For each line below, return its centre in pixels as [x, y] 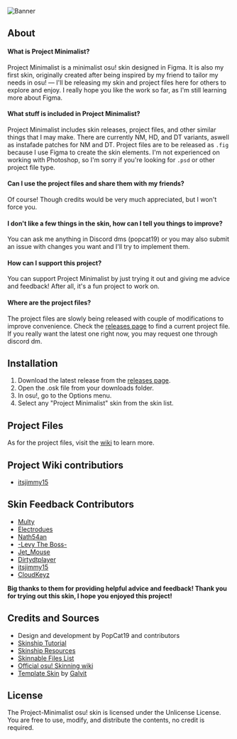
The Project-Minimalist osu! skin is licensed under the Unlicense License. [114, 713]
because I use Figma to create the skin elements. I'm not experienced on [114, 152]
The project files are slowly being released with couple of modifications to [116, 318]
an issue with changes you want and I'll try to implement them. [99, 247]
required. [21, 728]
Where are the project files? [49, 303]
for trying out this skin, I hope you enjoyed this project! [90, 596]
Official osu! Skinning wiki [55, 666]
